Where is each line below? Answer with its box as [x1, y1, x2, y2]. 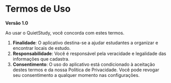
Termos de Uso [5, 3, 71, 15]
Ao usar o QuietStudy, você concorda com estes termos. [5, 30, 125, 36]
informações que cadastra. [12, 56, 70, 62]
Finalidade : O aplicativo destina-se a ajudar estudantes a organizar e [12, 39, 158, 46]
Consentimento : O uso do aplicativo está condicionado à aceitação [12, 61, 155, 67]
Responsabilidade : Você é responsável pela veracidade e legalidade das [12, 50, 167, 57]
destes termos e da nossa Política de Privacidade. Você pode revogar [12, 67, 159, 73]
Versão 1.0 [5, 20, 29, 26]
